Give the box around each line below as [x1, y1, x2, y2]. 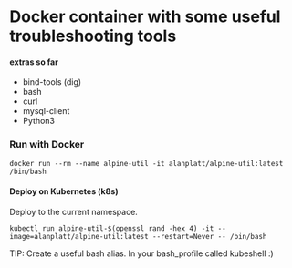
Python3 [22, 116, 55, 127]
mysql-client [22, 106, 70, 117]
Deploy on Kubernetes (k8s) [9, 186, 119, 197]
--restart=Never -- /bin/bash [151, 232, 267, 241]
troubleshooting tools [9, 26, 177, 46]
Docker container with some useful [9, 6, 281, 27]
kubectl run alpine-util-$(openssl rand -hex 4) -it [9, 223, 214, 233]
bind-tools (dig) [22, 77, 82, 88]
